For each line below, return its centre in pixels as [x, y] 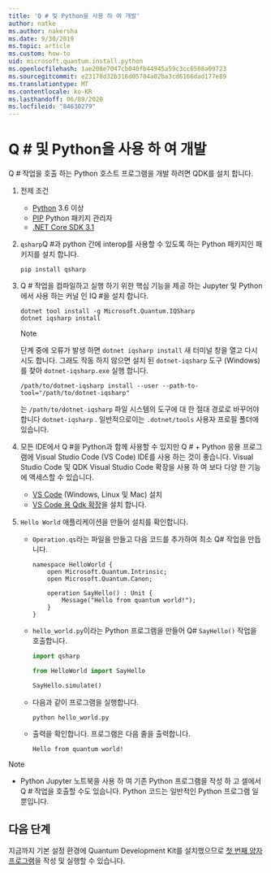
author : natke [32, 24]
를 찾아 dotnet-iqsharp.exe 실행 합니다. [84, 371]
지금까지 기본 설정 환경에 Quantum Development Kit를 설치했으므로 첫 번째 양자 [135, 850]
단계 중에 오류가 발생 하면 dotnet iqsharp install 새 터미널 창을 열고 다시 [139, 350]
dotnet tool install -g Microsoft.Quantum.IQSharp [108, 311]
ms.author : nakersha [43, 31]
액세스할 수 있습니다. [62, 477]
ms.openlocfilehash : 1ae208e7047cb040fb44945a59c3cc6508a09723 [118, 69]
